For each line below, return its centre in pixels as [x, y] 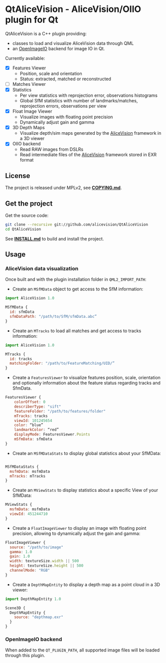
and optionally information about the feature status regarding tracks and [86, 383]
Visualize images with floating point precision [66, 117]
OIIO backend [26, 144]
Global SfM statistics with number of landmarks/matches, [79, 101]
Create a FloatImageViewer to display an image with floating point [79, 528]
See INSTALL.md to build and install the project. [55, 238]
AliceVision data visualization [42, 269]
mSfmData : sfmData [33, 439]
